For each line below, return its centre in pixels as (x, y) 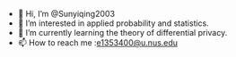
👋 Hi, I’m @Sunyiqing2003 (66, 14)
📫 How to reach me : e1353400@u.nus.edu (97, 43)
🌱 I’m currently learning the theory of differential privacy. (122, 33)
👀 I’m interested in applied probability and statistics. (113, 23)
